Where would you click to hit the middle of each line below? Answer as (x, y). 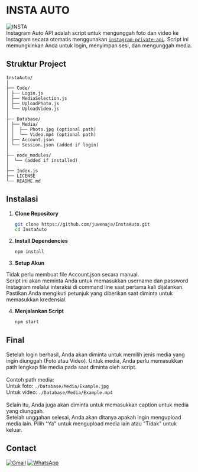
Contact (21, 449)
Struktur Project (36, 64)
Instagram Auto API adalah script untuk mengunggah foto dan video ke (92, 32)
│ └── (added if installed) (42, 160)
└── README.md (24, 181)
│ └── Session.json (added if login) (53, 145)
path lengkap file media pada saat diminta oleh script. (72, 367)
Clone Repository (37, 213)
